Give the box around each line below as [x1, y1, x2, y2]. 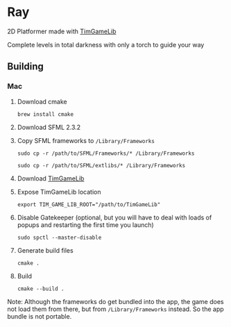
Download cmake [17, 97, 67, 106]
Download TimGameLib [17, 174, 85, 183]
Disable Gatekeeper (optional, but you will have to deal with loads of [17, 213, 212, 221]
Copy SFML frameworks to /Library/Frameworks [17, 136, 155, 144]
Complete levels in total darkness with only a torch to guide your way [7, 40, 205, 49]
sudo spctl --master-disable [17, 234, 102, 241]
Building [7, 60, 44, 73]
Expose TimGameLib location [17, 187, 101, 196]
